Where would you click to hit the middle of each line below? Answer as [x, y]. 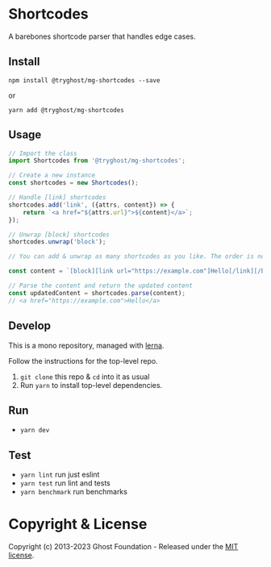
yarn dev [35, 431]
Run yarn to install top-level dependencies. [91, 385]
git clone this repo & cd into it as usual [85, 377]
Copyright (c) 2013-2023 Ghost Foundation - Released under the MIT [123, 547]
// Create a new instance [52, 175]
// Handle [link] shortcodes [57, 198]
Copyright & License [78, 524]
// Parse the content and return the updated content [101, 286]
